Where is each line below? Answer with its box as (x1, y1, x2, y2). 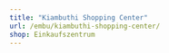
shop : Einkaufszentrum (9, 30, 95, 39)
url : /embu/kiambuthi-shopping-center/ (9, 22, 161, 31)
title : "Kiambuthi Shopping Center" (9, 13, 148, 22)
